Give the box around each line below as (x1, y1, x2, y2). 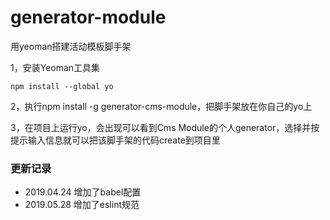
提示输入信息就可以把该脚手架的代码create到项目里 (10, 134, 221, 146)
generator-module (10, 6, 167, 29)
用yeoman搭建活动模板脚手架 (10, 40, 132, 52)
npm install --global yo (10, 81, 114, 91)
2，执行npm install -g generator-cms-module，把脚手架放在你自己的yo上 (10, 100, 313, 112)
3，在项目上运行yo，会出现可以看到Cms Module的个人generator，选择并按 (10, 121, 320, 133)
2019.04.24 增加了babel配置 (24, 186, 142, 198)
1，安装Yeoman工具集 (10, 61, 101, 73)
